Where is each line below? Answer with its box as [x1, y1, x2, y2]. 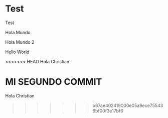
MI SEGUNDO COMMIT [5, 76, 102, 88]
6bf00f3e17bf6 [92, 107, 124, 113]
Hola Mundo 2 [5, 39, 35, 45]
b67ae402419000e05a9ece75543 [92, 102, 163, 108]
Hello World [5, 49, 30, 55]
